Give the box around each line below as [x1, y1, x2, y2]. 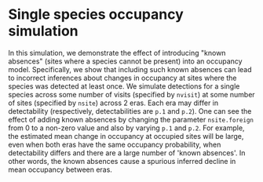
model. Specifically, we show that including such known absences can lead [8, 64, 253, 74]
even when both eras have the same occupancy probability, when [8, 140, 221, 149]
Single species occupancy [8, 5, 184, 24]
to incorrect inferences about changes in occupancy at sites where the [8, 73, 237, 82]
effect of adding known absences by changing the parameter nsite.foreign [8, 115, 254, 124]
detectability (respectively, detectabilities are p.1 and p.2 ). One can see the [8, 106, 252, 115]
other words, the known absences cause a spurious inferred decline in [8, 156, 236, 166]
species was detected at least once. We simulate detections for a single [8, 81, 240, 91]
